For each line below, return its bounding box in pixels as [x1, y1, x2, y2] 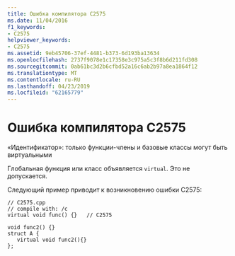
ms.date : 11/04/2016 [7, 17, 69, 24]
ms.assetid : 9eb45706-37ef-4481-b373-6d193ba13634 [7, 50, 160, 57]
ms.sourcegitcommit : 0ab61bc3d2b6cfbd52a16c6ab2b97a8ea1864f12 [7, 63, 198, 70]
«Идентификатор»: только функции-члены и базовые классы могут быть [7, 143, 228, 152]
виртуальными [7, 151, 52, 159]
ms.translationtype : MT [7, 69, 78, 76]
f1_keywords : [7, 23, 46, 30]
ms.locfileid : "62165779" [7, 89, 84, 96]
